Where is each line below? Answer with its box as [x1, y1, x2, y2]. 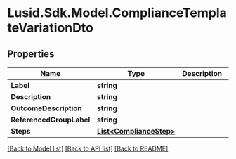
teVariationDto [7, 20, 93, 36]
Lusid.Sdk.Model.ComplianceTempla [7, 5, 227, 21]
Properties [7, 48, 55, 60]
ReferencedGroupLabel [11, 115, 91, 125]
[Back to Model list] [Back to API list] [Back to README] [7, 144, 169, 153]
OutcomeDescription [11, 103, 82, 113]
